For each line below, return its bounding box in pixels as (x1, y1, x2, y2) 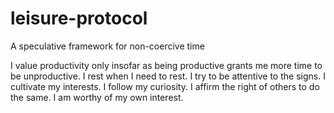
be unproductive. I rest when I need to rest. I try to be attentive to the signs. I (10, 70, 326, 82)
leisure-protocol (10, 7, 148, 30)
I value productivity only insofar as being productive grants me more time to (10, 59, 323, 71)
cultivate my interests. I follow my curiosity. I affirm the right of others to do (10, 80, 320, 92)
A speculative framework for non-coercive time (10, 40, 205, 52)
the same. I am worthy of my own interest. (10, 91, 184, 103)
